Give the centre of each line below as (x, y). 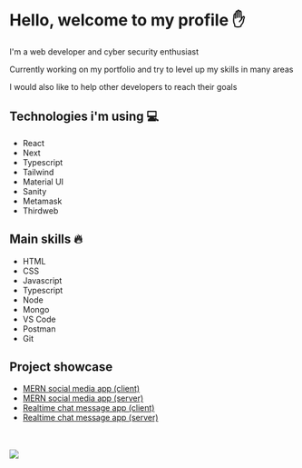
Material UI (43, 182)
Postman (39, 329)
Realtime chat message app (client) (88, 408)
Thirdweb (40, 210)
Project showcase (61, 367)
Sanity (34, 191)
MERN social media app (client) (81, 389)
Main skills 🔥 (46, 239)
